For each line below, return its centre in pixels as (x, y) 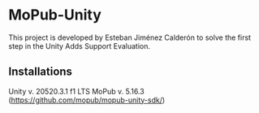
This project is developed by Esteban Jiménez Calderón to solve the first (130, 37)
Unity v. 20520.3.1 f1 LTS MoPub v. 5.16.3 (76, 91)
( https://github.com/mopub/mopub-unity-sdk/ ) (87, 100)
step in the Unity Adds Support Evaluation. (80, 46)
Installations (41, 72)
